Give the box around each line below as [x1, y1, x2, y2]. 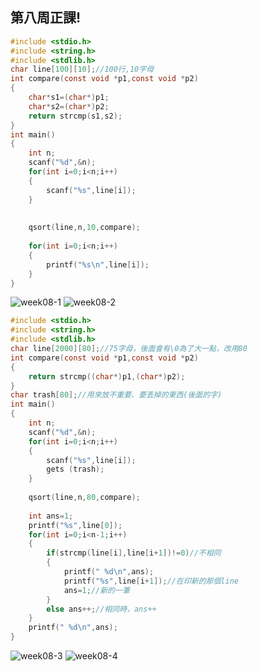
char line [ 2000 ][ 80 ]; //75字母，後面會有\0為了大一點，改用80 [10, 344, 248, 354]
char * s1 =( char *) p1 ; [28, 93, 110, 103]
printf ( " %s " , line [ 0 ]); [28, 520, 123, 530]
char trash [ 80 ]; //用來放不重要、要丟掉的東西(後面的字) [10, 390, 223, 400]
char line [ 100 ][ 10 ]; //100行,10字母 [10, 64, 155, 75]
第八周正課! [10, 9, 82, 27]
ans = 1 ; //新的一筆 [63, 585, 130, 595]
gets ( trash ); [46, 464, 105, 475]
